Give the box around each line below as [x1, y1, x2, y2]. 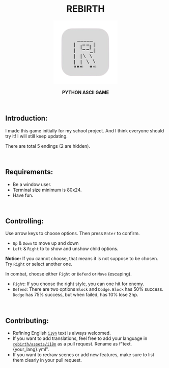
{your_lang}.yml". [12, 346, 49, 353]
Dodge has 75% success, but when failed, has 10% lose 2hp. [12, 292, 138, 298]
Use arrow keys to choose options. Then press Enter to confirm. [5, 231, 140, 237]
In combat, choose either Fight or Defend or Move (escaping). [5, 271, 132, 277]
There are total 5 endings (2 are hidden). [5, 143, 91, 149]
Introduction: [5, 114, 48, 123]
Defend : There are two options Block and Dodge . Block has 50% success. [12, 286, 164, 292]
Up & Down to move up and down [12, 240, 79, 246]
